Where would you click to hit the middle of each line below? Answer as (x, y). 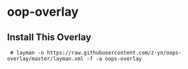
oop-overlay (43, 12)
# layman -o (27, 53)
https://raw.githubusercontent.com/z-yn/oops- (115, 53)
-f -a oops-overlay (114, 59)
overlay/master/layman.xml (45, 59)
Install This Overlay (49, 37)
